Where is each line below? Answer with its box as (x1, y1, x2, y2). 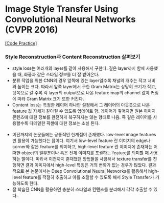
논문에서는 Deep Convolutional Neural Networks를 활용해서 (30, 168, 148, 174)
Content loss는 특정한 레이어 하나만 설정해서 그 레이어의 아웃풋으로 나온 (12, 102, 150, 108)
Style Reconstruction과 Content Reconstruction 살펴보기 (5, 53, 141, 60)
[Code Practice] (5, 40, 37, 46)
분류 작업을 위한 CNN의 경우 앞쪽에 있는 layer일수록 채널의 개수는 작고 (12, 78, 147, 83)
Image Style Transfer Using (5, 3, 118, 15)
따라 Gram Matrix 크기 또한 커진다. (17, 96, 84, 102)
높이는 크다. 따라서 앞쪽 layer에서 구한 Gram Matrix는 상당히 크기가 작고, (17, 84, 157, 90)
